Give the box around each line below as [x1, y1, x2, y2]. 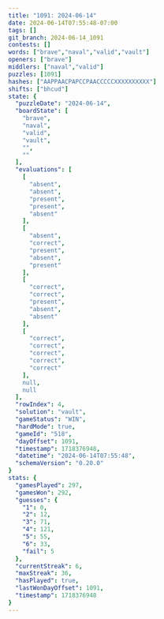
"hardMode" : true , [15, 422, 76, 430]
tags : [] [8, 26, 37, 34]
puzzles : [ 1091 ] [8, 70, 61, 78]
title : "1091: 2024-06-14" [8, 11, 97, 20]
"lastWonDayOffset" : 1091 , [15, 584, 104, 592]
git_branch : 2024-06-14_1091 [8, 33, 104, 42]
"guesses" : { [15, 496, 58, 504]
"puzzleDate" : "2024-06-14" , [15, 99, 111, 107]
